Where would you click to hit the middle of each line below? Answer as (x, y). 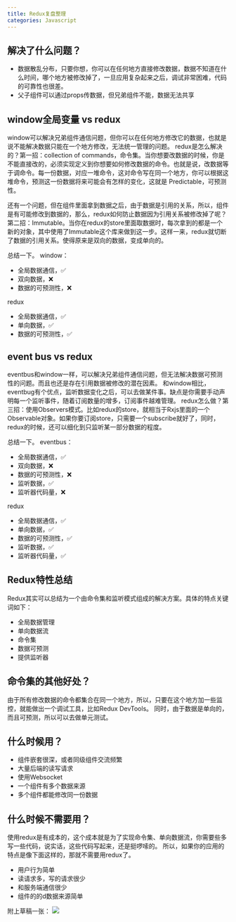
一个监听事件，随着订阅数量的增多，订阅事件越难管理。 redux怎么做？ (121, 401)
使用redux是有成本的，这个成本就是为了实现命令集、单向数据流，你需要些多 (117, 838)
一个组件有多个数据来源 (51, 786)
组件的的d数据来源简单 (50, 896)
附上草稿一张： (29, 911)
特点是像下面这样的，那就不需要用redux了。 (71, 855)
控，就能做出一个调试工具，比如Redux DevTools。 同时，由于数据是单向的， (118, 708)
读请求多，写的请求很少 (51, 878)
